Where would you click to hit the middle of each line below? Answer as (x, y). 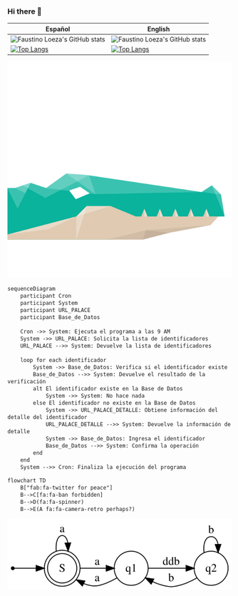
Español (58, 29)
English (159, 29)
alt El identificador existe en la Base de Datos (108, 389)
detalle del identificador (47, 418)
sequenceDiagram (31, 289)
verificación (27, 382)
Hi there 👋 (25, 11)
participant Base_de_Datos (60, 318)
